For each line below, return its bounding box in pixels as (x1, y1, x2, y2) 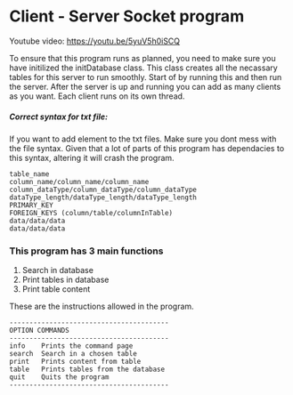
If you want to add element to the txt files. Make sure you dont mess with (9, 133, 277, 144)
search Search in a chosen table (9, 350, 138, 359)
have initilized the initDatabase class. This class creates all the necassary (9, 62, 278, 73)
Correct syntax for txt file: (9, 111, 109, 122)
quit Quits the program (9, 373, 110, 382)
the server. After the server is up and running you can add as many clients (9, 81, 281, 92)
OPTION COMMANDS (9, 326, 69, 335)
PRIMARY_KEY (9, 200, 53, 210)
